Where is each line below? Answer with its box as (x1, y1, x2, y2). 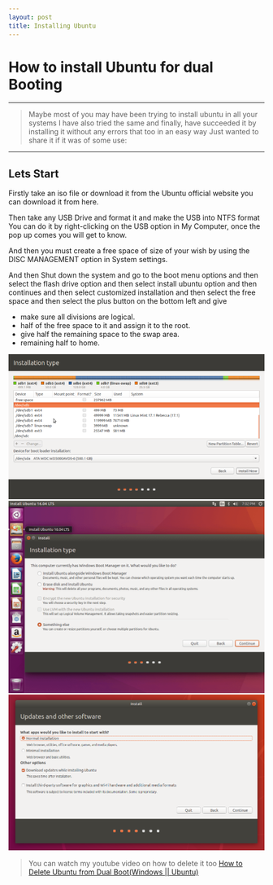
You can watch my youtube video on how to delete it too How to (28, 858, 243, 868)
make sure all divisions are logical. (19, 312, 136, 322)
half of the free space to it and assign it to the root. (19, 321, 191, 331)
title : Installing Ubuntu (8, 21, 96, 30)
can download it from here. (8, 197, 99, 207)
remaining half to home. (19, 338, 100, 348)
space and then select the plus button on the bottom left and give (8, 296, 227, 306)
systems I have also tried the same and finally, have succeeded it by (28, 118, 257, 128)
